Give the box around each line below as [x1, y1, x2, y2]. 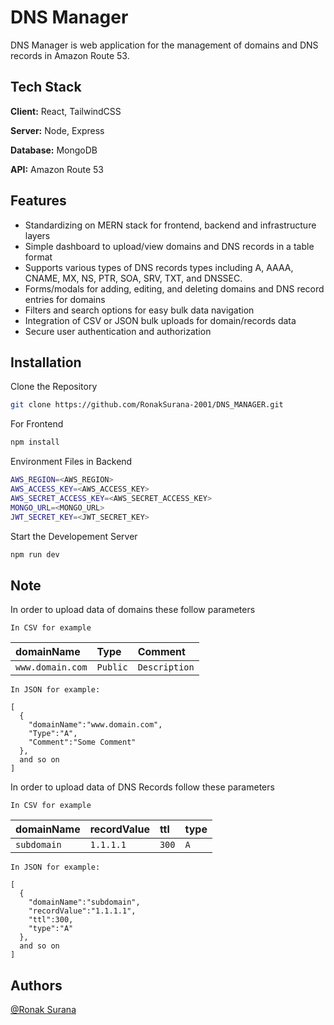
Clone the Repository [10, 381, 98, 393]
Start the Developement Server [10, 530, 138, 542]
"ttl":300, [28, 915, 74, 925]
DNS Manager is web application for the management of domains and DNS [10, 39, 319, 51]
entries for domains [24, 293, 106, 305]
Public [96, 662, 128, 673]
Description [137, 662, 195, 673]
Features [10, 192, 67, 210]
